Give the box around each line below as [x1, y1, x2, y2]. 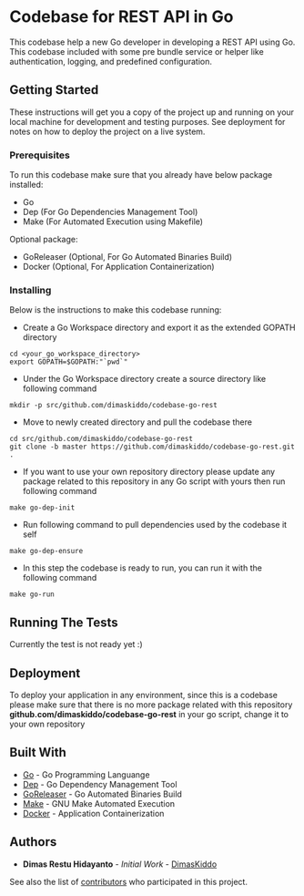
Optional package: [9, 234, 78, 245]
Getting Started [9, 82, 99, 98]
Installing [9, 283, 52, 296]
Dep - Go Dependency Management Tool [22, 778, 177, 789]
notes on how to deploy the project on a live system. [9, 126, 206, 137]
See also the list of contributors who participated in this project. [9, 876, 248, 887]
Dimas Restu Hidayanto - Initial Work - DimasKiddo [22, 859, 218, 870]
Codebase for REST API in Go [9, 6, 234, 27]
